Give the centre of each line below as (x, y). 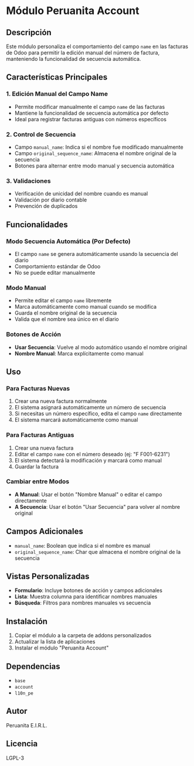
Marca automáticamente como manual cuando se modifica (86, 307)
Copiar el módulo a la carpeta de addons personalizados (83, 635)
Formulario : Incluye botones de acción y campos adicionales (89, 590)
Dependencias (33, 666)
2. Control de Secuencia (41, 134)
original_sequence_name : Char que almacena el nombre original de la (98, 552)
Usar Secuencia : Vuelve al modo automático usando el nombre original (101, 347)
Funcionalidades (37, 225)
